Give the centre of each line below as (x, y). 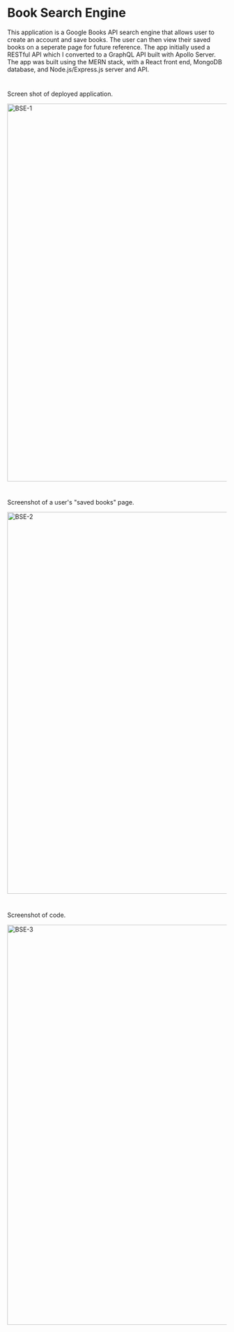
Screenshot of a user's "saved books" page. (71, 502)
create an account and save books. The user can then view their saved (109, 39)
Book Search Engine (67, 13)
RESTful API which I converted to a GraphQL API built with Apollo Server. (111, 55)
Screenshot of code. (37, 915)
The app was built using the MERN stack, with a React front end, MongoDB (115, 61)
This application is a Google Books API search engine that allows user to (111, 32)
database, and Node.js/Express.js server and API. (78, 69)
